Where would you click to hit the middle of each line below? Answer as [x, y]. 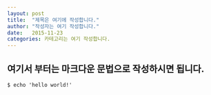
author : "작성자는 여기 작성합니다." [53, 26]
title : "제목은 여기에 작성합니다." [53, 20]
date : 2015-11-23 [35, 33]
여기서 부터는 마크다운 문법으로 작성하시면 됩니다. [106, 68]
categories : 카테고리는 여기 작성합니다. [59, 39]
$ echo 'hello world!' [40, 85]
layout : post [26, 13]
